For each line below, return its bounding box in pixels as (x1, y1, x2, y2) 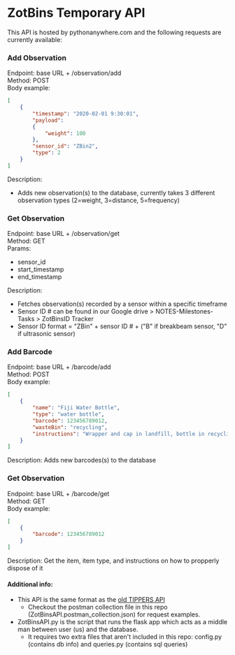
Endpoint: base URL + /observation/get (7, 230, 120, 238)
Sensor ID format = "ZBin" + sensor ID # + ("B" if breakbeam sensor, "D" (17, 322, 227, 330)
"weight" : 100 (44, 129, 86, 137)
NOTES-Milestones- (155, 307, 213, 316)
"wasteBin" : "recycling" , (32, 423, 108, 431)
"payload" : (32, 117, 64, 124)
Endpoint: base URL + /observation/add (7, 69, 122, 78)
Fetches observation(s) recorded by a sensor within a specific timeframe (17, 300, 227, 309)
